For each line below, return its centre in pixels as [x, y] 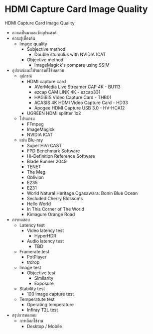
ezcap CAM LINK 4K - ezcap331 [67, 92]
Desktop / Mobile [44, 326]
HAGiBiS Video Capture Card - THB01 [73, 97]
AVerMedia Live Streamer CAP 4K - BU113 [77, 87]
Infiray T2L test [42, 310]
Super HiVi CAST [44, 145]
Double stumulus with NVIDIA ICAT [70, 54]
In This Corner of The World [56, 209]
